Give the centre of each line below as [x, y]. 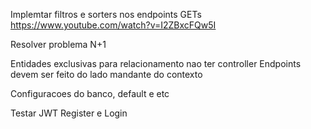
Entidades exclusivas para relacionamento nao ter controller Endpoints [156, 63]
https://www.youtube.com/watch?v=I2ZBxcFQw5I [113, 25]
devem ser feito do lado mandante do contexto [106, 74]
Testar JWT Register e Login [69, 113]
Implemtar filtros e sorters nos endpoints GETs [106, 14]
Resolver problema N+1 [58, 44]
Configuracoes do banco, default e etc [90, 93]
